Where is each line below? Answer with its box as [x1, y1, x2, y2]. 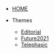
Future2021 [20, 35, 49, 41]
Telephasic [20, 41, 48, 48]
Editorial [20, 28, 41, 35]
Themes [11, 17, 33, 23]
